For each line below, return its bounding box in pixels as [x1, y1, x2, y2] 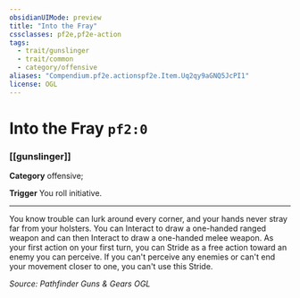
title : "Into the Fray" [9, 21, 98, 30]
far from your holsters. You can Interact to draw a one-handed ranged [9, 223, 266, 234]
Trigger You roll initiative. [9, 188, 103, 199]
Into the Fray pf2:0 [9, 118, 148, 139]
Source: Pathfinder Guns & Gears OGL [9, 278, 151, 289]
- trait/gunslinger [17, 47, 90, 55]
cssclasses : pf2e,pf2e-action [9, 30, 122, 38]
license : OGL [9, 80, 58, 89]
